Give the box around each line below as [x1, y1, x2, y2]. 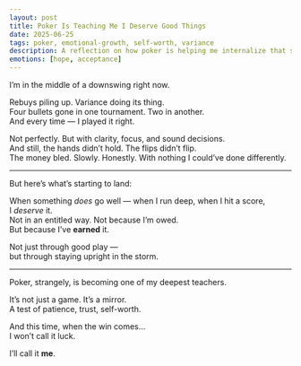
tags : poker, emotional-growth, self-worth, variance [9, 38, 215, 48]
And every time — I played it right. [9, 116, 135, 126]
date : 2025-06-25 [9, 30, 74, 39]
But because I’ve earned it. [9, 224, 110, 234]
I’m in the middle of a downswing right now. [9, 80, 170, 90]
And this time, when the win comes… [9, 321, 146, 332]
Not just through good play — [9, 241, 118, 252]
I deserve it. [9, 205, 53, 215]
